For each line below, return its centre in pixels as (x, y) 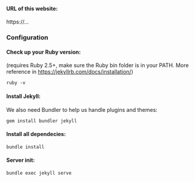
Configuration (27, 37)
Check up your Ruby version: (44, 52)
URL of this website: (32, 8)
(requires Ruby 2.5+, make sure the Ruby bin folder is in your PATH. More (97, 65)
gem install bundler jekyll (42, 121)
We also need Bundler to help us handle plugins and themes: (82, 109)
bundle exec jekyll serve (39, 173)
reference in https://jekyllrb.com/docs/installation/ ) (70, 72)
